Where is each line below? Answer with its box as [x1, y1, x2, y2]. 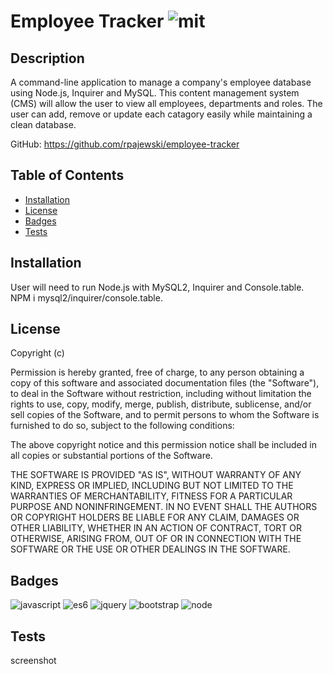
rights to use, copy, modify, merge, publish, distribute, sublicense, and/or [10, 398, 312, 410]
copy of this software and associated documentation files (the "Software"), [10, 377, 320, 389]
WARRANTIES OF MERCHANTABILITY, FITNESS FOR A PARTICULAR [10, 490, 293, 502]
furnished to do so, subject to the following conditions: [10, 420, 235, 432]
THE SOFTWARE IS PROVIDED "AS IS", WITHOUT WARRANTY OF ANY [10, 469, 302, 481]
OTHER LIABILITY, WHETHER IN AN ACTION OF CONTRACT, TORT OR [10, 522, 302, 534]
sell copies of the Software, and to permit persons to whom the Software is [10, 409, 320, 421]
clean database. [10, 119, 77, 130]
